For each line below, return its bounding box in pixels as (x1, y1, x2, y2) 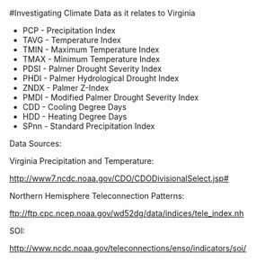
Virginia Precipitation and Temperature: (9, 156, 154, 166)
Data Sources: (9, 139, 62, 149)
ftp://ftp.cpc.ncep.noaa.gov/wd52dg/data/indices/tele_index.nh (9, 208, 244, 219)
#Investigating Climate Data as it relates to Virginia (9, 8, 196, 18)
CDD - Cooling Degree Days (22, 102, 128, 112)
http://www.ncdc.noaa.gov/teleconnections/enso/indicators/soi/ (9, 243, 247, 253)
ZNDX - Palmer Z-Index (22, 83, 110, 93)
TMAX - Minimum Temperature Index (22, 54, 160, 64)
